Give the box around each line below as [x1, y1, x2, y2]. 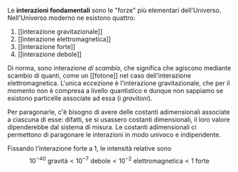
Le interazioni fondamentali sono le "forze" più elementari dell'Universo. [7, 6, 222, 14]
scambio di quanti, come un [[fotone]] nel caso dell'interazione [7, 71, 192, 80]
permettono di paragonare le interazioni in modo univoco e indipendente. [7, 131, 222, 139]
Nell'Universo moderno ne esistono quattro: [7, 14, 136, 22]
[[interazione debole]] [17, 50, 82, 58]
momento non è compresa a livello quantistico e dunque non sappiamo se [7, 87, 224, 95]
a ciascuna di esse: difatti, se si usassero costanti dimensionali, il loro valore [7, 115, 230, 124]
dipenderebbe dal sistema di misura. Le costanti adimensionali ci [7, 123, 197, 131]
